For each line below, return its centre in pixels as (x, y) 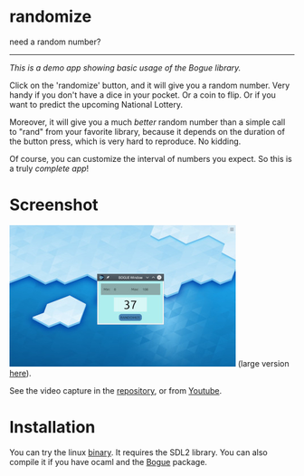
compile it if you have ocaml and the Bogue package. (109, 462)
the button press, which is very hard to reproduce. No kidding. (125, 141)
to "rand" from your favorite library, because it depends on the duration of (147, 131)
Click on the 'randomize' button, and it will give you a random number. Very (150, 85)
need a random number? (55, 42)
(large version (263, 363)
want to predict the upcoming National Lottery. (96, 104)
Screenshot (54, 205)
